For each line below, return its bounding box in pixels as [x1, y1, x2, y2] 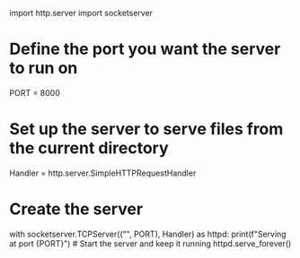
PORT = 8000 [9, 87, 60, 98]
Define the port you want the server [9, 39, 281, 59]
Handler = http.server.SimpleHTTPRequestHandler [9, 168, 197, 178]
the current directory [9, 138, 169, 159]
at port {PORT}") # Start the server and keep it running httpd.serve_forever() [9, 237, 292, 249]
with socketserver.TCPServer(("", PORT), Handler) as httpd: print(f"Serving [9, 228, 287, 239]
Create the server [9, 199, 144, 219]
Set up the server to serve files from [9, 119, 284, 140]
